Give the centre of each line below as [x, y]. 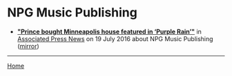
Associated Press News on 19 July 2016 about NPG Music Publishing [115, 38]
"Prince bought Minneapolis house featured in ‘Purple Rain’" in [109, 31]
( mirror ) [28, 46]
